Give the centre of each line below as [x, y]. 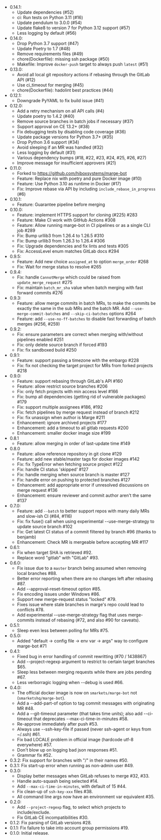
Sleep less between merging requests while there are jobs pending [84, 672]
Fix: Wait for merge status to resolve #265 [59, 267]
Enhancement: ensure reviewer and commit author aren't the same [84, 495]
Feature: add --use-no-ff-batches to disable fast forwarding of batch [86, 319]
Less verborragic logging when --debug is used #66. [70, 682]
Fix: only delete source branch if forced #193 [62, 345]
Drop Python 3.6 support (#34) [48, 142]
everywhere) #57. [34, 745]
